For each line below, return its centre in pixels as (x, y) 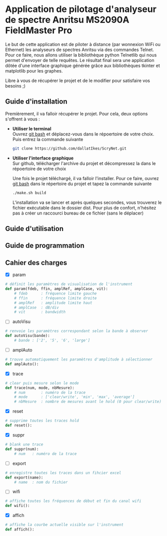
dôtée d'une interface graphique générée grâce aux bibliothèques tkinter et (83, 65)
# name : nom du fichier (41, 482)
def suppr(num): (22, 449)
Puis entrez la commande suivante (48, 139)
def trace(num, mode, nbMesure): (40, 388)
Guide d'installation (36, 102)
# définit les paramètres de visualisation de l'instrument (69, 284)
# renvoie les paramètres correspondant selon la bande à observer (77, 331)
